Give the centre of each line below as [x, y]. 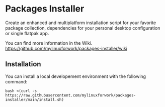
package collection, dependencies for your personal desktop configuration [83, 28]
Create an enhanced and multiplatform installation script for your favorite [81, 23]
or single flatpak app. [27, 33]
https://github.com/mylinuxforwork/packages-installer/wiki [66, 48]
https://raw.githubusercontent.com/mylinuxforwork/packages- [71, 95]
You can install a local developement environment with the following [76, 76]
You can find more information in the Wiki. [49, 43]
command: [16, 81]
